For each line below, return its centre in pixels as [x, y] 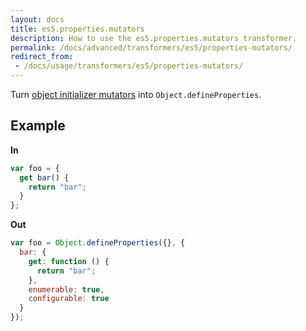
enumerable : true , [66, 289]
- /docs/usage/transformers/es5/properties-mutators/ [129, 66]
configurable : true [69, 299]
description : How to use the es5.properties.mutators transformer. [154, 38]
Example [38, 126]
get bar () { [44, 177]
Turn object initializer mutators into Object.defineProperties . [136, 94]
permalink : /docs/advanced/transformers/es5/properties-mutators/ [151, 47]
